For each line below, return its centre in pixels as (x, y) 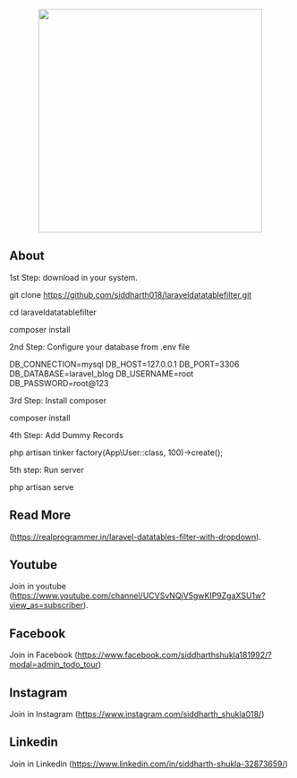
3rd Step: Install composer (58, 400)
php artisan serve (42, 486)
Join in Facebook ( (43, 655)
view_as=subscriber (46, 605)
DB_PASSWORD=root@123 (59, 383)
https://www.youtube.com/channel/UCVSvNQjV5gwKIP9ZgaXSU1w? (139, 596)
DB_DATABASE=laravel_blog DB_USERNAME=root (102, 373)
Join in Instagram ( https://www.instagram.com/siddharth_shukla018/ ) (137, 715)
